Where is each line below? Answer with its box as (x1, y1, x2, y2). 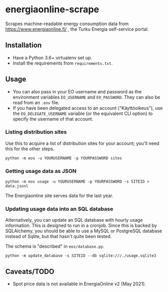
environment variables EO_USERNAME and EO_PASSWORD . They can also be (12, 94, 160, 100)
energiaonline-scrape (5, 4, 100, 15)
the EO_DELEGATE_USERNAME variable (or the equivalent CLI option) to (12, 110, 153, 116)
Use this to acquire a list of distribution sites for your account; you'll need (5, 140, 160, 146)
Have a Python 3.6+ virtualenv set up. (12, 54, 92, 61)
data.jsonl (5, 184, 29, 189)
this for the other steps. (5, 145, 55, 152)
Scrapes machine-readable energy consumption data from (5, 21, 129, 27)
